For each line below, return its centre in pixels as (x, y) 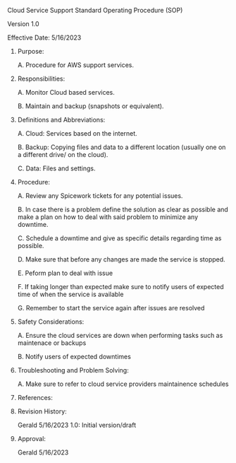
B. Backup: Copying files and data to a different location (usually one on (122, 147)
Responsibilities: (41, 78)
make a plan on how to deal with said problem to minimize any (108, 217)
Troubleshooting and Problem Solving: (73, 370)
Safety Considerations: (51, 322)
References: (35, 398)
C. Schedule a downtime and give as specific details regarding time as (119, 238)
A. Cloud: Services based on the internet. (77, 133)
